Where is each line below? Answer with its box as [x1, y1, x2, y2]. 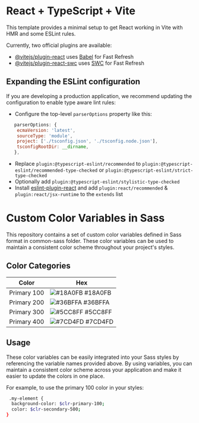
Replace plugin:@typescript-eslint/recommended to [14, 160, 141, 167]
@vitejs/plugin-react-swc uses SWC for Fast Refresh [14, 59, 144, 67]
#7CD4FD [85, 317, 114, 326]
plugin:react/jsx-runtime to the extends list [14, 191, 124, 197]
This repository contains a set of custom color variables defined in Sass [6, 231, 182, 238]
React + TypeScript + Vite [6, 4, 135, 18]
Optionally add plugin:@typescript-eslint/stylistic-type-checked [14, 178, 180, 185]
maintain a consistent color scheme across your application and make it [6, 366, 182, 373]
